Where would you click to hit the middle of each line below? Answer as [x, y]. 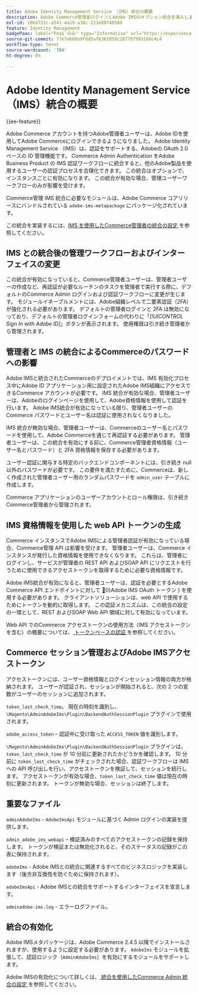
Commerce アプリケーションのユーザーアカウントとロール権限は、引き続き [98, 497]
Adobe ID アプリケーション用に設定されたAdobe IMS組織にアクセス [103, 386]
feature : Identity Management [43, 28]
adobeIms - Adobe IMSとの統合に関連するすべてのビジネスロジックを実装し [97, 866]
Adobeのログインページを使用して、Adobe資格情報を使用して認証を [104, 401]
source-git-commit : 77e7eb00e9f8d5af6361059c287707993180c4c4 [84, 39]
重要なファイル [33, 804]
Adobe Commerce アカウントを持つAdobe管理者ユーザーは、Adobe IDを [95, 133]
